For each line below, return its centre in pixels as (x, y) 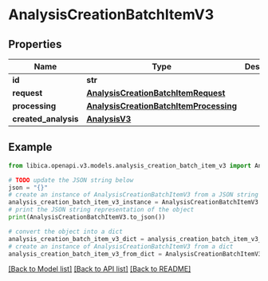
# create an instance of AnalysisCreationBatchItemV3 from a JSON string (134, 195)
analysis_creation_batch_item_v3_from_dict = (85, 254)
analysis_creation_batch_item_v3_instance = (83, 202)
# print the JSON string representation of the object (101, 210)
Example (30, 147)
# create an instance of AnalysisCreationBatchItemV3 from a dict (121, 246)
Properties (35, 44)
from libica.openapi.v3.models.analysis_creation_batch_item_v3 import (130, 165)
